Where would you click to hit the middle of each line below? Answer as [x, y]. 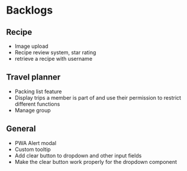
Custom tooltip [33, 149]
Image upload [31, 46]
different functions [37, 104]
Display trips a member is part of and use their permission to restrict [98, 97]
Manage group [33, 110]
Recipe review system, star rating [55, 52]
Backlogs [30, 10]
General [21, 129]
